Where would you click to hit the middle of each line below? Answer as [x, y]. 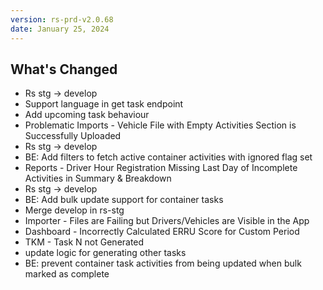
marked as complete [67, 274]
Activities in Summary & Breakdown [98, 178]
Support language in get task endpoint [104, 104]
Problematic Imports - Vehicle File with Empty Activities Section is [160, 125]
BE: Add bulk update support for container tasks [124, 200]
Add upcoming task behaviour [87, 115]
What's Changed [64, 69]
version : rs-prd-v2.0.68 [62, 19]
